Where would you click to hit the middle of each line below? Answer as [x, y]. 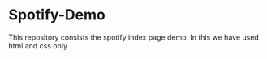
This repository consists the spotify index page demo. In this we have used [134, 37]
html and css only [38, 45]
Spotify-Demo [57, 15]
